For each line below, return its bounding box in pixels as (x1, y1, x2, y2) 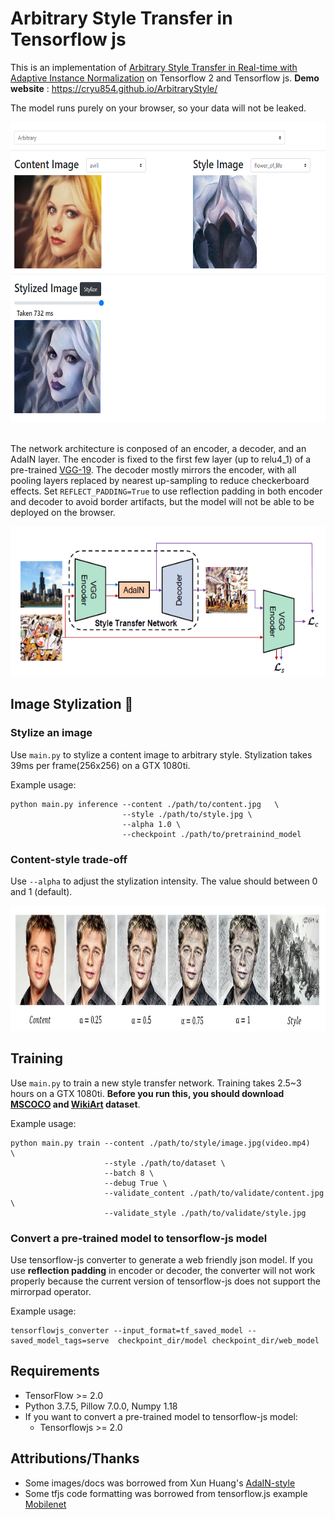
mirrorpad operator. (10, 1286, 92, 1298)
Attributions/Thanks (10, 1450, 140, 1467)
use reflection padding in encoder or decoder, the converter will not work (10, 1265, 316, 1277)
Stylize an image (10, 726, 93, 740)
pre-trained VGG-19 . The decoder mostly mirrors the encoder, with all (10, 463, 297, 476)
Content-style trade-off (10, 852, 128, 866)
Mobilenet (24, 1498, 67, 1510)
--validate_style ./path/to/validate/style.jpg (104, 1208, 307, 1218)
